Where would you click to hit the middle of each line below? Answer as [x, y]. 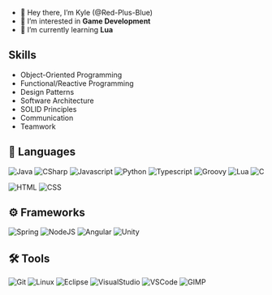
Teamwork [38, 126]
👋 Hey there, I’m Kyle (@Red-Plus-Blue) [86, 13]
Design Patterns [47, 92]
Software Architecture [57, 100]
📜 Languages [42, 152]
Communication [47, 118]
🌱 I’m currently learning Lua [67, 30]
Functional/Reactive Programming [77, 83]
